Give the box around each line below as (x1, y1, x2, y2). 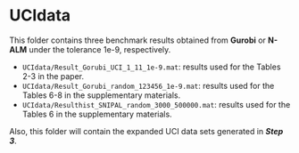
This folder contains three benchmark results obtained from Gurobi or (9, 35, 266, 45)
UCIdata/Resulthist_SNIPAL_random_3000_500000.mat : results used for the (21, 99, 291, 109)
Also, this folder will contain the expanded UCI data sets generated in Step (9, 125, 284, 136)
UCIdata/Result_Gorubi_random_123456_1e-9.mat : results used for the (21, 80, 275, 91)
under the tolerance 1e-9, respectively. (29, 44, 171, 54)
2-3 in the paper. (21, 70, 85, 81)
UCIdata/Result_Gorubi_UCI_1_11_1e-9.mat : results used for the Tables (21, 61, 281, 72)
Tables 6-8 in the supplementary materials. (21, 90, 181, 101)
